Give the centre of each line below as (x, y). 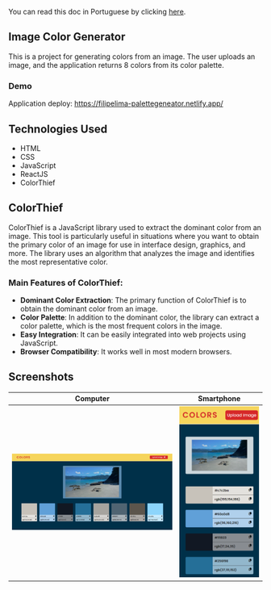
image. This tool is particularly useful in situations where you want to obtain (134, 236)
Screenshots (41, 377)
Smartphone (219, 399)
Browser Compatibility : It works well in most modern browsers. (126, 352)
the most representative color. (58, 262)
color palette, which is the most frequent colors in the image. (121, 326)
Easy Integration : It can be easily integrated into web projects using (133, 335)
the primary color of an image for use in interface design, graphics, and (127, 245)
